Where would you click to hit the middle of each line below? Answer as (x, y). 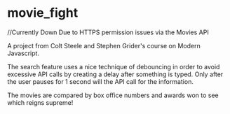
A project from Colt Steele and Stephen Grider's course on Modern (104, 45)
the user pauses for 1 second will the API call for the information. (101, 81)
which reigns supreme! (40, 102)
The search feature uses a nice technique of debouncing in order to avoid (114, 66)
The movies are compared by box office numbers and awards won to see (113, 95)
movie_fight (43, 13)
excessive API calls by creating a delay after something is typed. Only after (115, 74)
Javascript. (23, 53)
